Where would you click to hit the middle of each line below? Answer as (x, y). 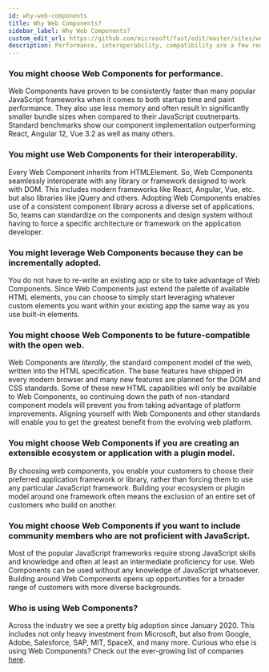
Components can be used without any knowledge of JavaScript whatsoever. (134, 570)
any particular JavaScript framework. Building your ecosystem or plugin (127, 487)
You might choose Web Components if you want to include (124, 525)
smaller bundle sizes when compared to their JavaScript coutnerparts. (124, 116)
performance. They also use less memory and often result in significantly (129, 108)
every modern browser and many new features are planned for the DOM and (134, 380)
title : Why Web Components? (55, 23)
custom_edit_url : (37, 38)
